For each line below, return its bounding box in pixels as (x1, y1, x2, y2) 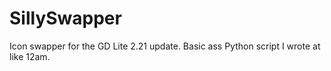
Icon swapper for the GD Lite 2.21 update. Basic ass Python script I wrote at (9, 40, 321, 52)
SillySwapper (9, 7, 122, 30)
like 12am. (9, 50, 51, 62)
